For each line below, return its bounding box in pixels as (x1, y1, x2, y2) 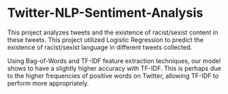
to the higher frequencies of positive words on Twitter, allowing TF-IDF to (7, 72, 219, 80)
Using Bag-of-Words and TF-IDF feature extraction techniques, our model (7, 56, 221, 65)
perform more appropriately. (7, 79, 89, 87)
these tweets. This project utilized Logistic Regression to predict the (7, 35, 204, 43)
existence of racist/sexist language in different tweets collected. (7, 43, 193, 51)
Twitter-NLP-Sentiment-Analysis (7, 5, 203, 21)
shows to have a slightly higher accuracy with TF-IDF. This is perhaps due (7, 64, 222, 72)
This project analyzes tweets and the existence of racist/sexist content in (7, 28, 219, 36)
